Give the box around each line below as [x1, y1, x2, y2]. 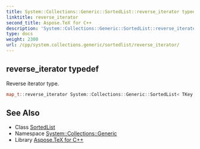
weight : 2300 [6, 36, 39, 42]
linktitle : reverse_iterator [6, 14, 79, 20]
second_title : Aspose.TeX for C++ [6, 20, 92, 26]
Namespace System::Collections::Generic [14, 130, 117, 137]
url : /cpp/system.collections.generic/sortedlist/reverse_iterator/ [6, 42, 180, 48]
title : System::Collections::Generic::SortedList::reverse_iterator [6, 8, 180, 15]
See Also [6, 108, 40, 118]
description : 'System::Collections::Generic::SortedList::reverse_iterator [6, 25, 198, 32]
